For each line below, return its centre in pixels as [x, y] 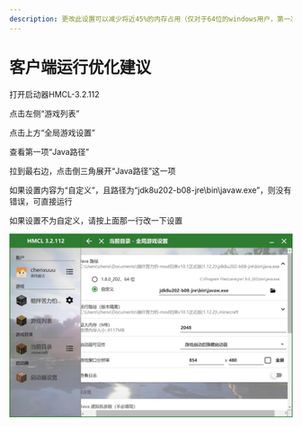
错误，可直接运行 [41, 201]
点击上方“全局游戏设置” [53, 132]
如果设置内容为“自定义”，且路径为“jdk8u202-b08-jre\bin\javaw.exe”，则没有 [151, 190]
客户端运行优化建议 [80, 67]
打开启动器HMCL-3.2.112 [54, 94]
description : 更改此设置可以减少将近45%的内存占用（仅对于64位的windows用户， [143, 19]
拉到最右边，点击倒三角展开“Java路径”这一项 [93, 170]
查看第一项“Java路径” [49, 151]
